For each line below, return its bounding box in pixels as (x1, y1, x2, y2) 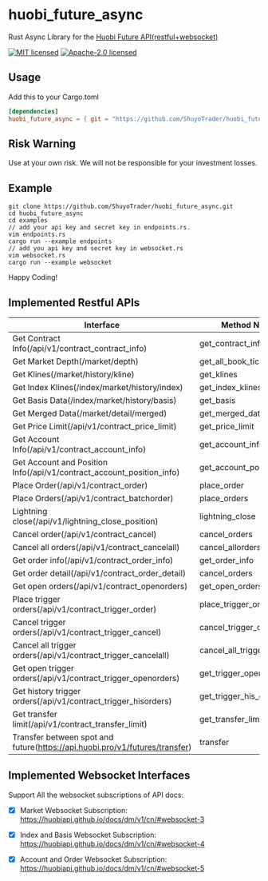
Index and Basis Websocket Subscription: (19, 830, 157, 839)
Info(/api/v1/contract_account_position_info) (12, 466, 180, 477)
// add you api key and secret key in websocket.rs (8, 245, 183, 253)
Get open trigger (12, 662, 74, 673)
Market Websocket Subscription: (19, 805, 128, 815)
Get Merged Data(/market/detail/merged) (12, 408, 167, 419)
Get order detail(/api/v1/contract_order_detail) (12, 568, 186, 579)
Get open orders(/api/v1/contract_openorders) (12, 580, 188, 592)
